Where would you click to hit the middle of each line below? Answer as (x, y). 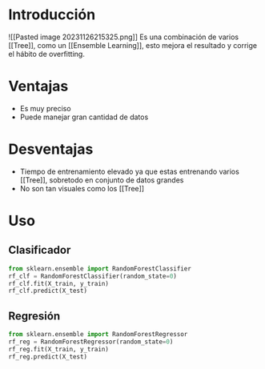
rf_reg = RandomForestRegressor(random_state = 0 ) (91, 342)
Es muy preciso (45, 108)
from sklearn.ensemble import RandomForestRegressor (98, 335)
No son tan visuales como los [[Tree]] (82, 188)
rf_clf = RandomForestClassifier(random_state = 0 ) (93, 276)
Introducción (52, 15)
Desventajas (51, 149)
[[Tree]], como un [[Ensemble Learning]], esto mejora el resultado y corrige (133, 45)
